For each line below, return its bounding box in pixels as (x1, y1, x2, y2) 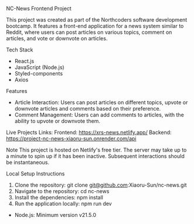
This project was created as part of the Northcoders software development (6, 16, 188, 23)
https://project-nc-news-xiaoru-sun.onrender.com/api (6, 135, 137, 142)
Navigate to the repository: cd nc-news (14, 188, 110, 195)
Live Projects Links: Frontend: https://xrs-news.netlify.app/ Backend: (6, 129, 172, 136)
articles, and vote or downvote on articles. (6, 35, 108, 42)
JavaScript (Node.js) (14, 64, 64, 71)
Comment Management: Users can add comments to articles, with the (14, 111, 185, 118)
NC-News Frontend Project (6, 5, 72, 12)
